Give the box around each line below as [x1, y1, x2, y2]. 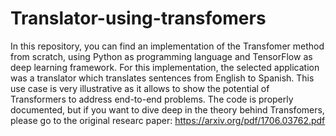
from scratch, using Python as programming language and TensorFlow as [10, 50, 313, 62]
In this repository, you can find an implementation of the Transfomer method [10, 40, 325, 52]
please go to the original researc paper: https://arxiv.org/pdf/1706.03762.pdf [10, 114, 326, 126]
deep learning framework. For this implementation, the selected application [10, 61, 320, 73]
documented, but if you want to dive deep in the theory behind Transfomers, [10, 103, 325, 116]
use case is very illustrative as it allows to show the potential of [10, 82, 270, 94]
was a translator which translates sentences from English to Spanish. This [10, 72, 315, 84]
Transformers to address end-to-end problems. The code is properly [10, 93, 294, 105]
